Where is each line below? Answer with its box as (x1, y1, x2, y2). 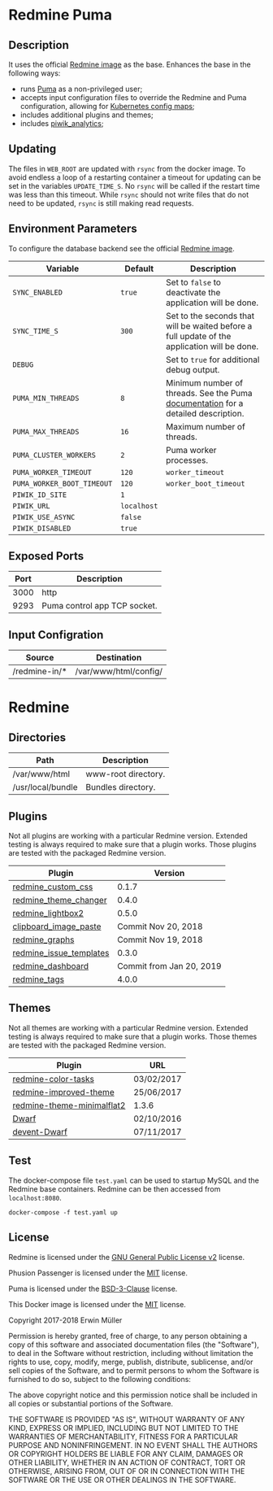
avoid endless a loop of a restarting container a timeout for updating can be (8, 172, 262, 182)
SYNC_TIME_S (12, 326, 59, 335)
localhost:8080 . (8, 1192, 63, 1202)
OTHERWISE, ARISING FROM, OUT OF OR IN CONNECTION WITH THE (8, 1466, 245, 1476)
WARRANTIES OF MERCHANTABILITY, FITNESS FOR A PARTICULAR (8, 1432, 238, 1441)
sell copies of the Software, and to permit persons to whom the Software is (8, 1365, 260, 1375)
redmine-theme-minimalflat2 (12, 1100, 126, 1111)
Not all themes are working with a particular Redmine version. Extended (8, 1022, 249, 1032)
